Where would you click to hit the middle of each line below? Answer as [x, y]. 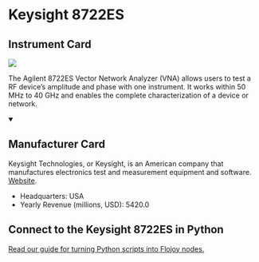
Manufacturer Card [57, 144]
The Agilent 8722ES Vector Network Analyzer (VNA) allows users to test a [129, 78]
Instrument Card [50, 44]
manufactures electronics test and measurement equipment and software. [130, 172]
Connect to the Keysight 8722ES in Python [116, 230]
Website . [23, 181]
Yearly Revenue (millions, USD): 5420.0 [84, 204]
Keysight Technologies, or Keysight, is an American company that [116, 163]
